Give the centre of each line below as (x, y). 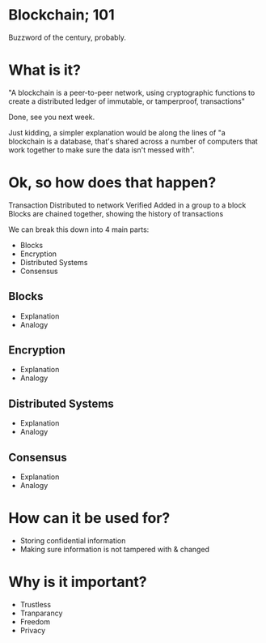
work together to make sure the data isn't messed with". (102, 150)
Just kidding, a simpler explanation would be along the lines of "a (117, 132)
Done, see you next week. (52, 117)
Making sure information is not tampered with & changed (115, 549)
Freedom (35, 621)
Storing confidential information (73, 540)
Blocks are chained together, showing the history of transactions (116, 213)
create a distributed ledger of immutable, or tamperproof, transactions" (127, 101)
